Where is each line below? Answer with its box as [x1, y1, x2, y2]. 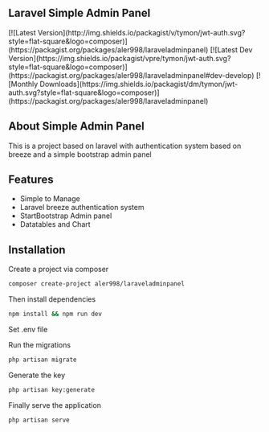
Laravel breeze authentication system [19, 203, 145, 212]
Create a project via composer [8, 265, 109, 274]
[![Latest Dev [210, 44, 253, 55]
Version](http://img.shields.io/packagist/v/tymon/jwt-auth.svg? [37, 27, 246, 37]
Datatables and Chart [19, 220, 91, 229]
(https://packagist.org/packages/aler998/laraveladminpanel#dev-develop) [8, 70, 255, 80]
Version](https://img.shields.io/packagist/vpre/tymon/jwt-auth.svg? [8, 53, 231, 63]
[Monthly [8, 79, 39, 88]
